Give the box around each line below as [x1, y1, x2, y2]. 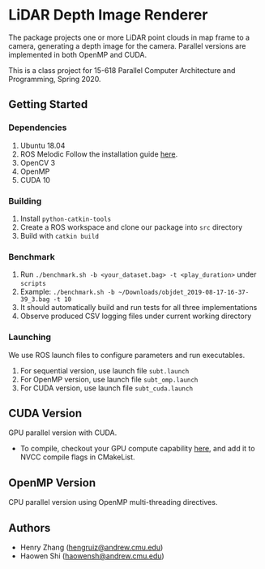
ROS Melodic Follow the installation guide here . [19, 149, 178, 159]
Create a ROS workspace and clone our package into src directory [19, 222, 243, 232]
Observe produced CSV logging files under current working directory [19, 311, 252, 321]
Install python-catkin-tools [19, 213, 112, 223]
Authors [8, 521, 51, 535]
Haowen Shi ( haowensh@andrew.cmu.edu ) [19, 550, 165, 561]
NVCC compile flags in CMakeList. [19, 452, 135, 462]
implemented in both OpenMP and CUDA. [8, 50, 147, 59]
